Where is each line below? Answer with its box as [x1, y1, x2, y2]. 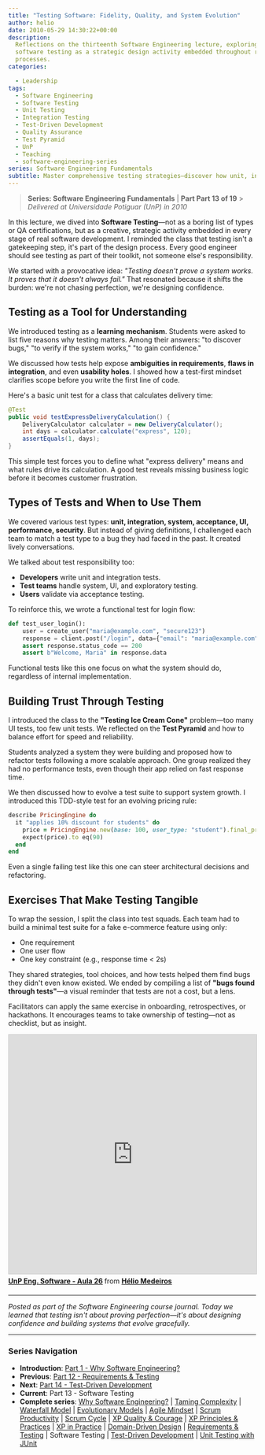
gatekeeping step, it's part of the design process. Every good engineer [8, 242, 237, 252]
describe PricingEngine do [8, 812, 97, 820]
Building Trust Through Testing [8, 694, 164, 708]
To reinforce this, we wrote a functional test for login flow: [8, 604, 196, 614]
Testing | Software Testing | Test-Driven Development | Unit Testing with [19, 1431, 255, 1440]
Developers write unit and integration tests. [19, 572, 161, 582]
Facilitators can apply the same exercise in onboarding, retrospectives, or [8, 1001, 246, 1012]
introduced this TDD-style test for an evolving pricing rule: [8, 796, 197, 805]
